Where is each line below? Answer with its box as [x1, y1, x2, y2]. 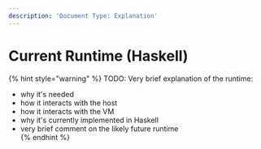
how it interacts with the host [20, 98, 118, 108]
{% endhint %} [20, 132, 71, 142]
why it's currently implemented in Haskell [20, 115, 159, 125]
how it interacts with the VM [20, 106, 115, 116]
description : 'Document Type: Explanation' [8, 11, 159, 20]
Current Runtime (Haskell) [8, 46, 189, 65]
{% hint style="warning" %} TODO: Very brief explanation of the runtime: [8, 74, 254, 83]
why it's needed [20, 89, 75, 99]
